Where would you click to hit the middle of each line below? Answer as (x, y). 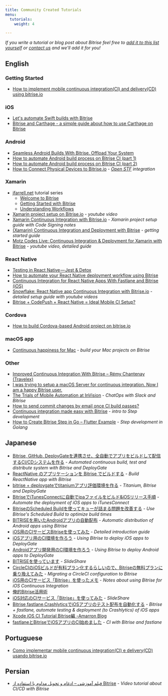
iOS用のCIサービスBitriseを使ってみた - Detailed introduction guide (81, 532)
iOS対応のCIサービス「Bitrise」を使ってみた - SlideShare (71, 598)
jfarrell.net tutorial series (38, 193)
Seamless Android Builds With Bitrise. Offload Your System (73, 153)
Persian (17, 672)
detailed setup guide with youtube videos (55, 297)
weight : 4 (24, 24)
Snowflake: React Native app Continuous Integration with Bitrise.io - (82, 291)
